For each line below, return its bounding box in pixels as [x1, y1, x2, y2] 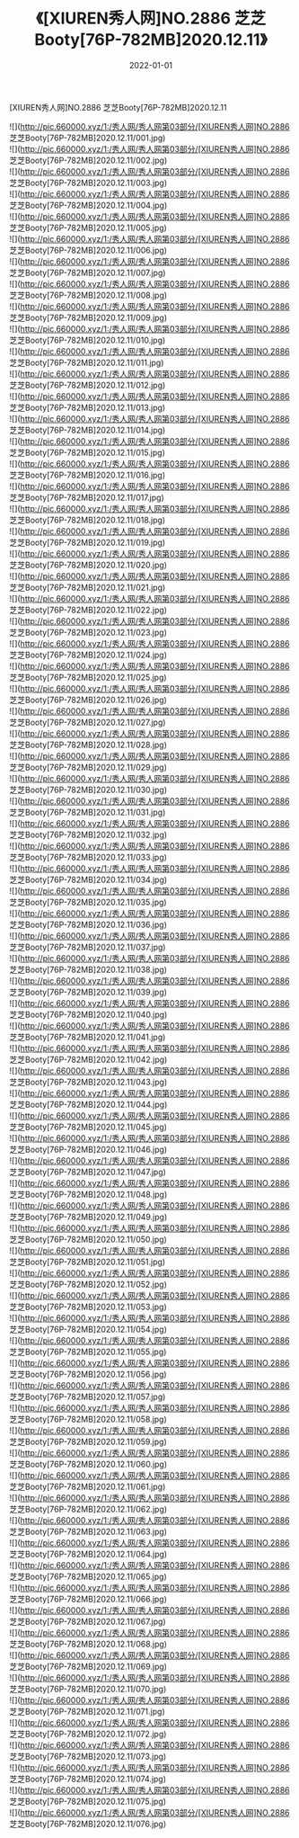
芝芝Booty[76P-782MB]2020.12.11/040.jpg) [9, 1009, 168, 1020]
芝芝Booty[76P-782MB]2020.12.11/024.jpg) [9, 649, 168, 660]
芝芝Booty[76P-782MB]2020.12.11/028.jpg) [9, 739, 168, 750]
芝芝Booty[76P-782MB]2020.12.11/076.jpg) [9, 1818, 167, 1829]
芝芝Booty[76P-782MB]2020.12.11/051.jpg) [9, 1256, 166, 1267]
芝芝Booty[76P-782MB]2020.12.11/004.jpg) [9, 200, 168, 210]
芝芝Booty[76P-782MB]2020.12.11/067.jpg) [9, 1616, 166, 1627]
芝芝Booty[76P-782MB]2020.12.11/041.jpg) [9, 1031, 166, 1042]
